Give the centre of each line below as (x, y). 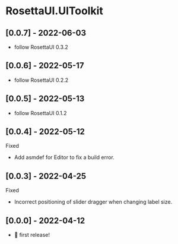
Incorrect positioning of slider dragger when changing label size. (93, 202)
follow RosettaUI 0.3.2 (41, 47)
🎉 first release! (32, 235)
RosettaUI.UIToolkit (54, 11)
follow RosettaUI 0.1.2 (40, 113)
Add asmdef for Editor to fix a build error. (64, 157)
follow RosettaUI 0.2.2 (41, 80)
